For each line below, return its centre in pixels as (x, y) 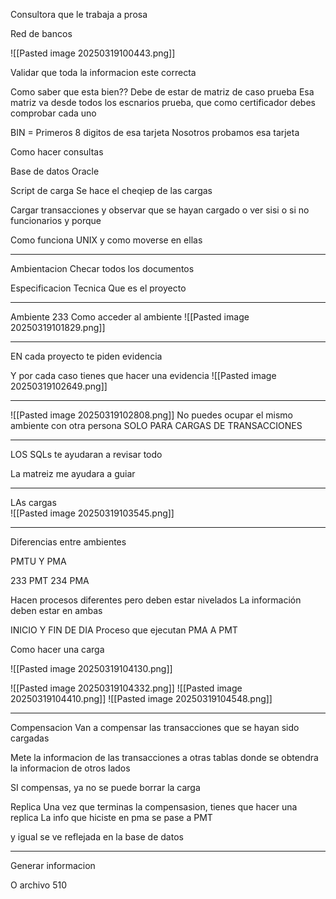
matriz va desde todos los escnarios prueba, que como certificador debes (163, 102)
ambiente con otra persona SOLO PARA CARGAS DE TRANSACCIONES (156, 425)
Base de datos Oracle (55, 171)
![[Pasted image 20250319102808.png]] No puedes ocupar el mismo (151, 415)
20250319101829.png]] (58, 327)
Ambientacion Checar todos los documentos (102, 268)
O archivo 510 (38, 885)
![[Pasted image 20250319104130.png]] (91, 668)
